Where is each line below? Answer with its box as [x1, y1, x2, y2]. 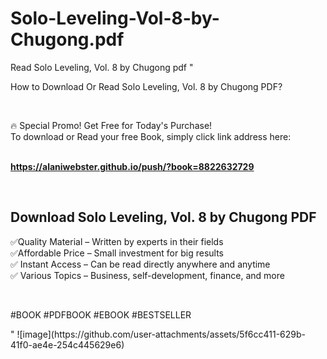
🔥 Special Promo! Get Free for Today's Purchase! [10, 119, 213, 131]
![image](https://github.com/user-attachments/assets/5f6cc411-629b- [16, 328, 307, 340]
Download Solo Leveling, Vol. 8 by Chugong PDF [10, 209, 317, 226]
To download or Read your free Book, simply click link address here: [10, 130, 292, 142]
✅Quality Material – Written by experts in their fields [10, 235, 224, 247]
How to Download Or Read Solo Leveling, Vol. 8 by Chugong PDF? [10, 80, 283, 92]
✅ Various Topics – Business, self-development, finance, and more [10, 269, 285, 281]
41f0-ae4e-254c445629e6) [10, 338, 125, 351]
